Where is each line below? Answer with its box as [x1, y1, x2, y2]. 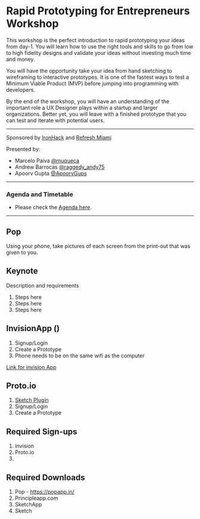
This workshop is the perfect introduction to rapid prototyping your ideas [6, 36, 185, 44]
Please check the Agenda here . [14, 204, 92, 211]
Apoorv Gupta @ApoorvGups [14, 169, 87, 177]
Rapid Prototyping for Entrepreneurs [6, 4, 190, 18]
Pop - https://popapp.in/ [14, 488, 74, 496]
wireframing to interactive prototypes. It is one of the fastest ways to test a [6, 73, 189, 81]
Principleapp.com [14, 495, 58, 502]
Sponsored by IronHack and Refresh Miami [6, 134, 112, 141]
